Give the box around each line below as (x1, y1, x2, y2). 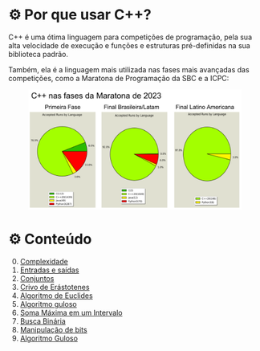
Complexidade (19, 257, 68, 267)
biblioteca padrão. (8, 49, 68, 59)
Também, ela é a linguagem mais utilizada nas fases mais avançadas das (8, 64, 250, 74)
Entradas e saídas (19, 265, 79, 275)
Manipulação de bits (19, 325, 87, 335)
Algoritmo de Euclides (19, 291, 94, 300)
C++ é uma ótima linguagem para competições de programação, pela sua (8, 32, 253, 42)
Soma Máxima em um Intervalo (19, 308, 123, 318)
